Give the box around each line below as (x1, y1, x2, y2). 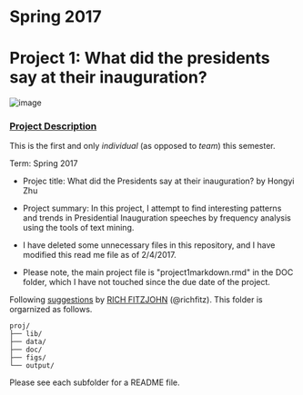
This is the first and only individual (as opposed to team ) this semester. (9, 141, 276, 152)
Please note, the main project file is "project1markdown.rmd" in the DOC (22, 267, 294, 278)
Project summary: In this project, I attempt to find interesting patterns (22, 202, 282, 214)
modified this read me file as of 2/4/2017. (22, 250, 177, 261)
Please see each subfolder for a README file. (9, 377, 180, 388)
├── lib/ (9, 330, 43, 339)
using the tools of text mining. (22, 222, 135, 233)
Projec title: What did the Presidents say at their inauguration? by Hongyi (22, 175, 295, 187)
